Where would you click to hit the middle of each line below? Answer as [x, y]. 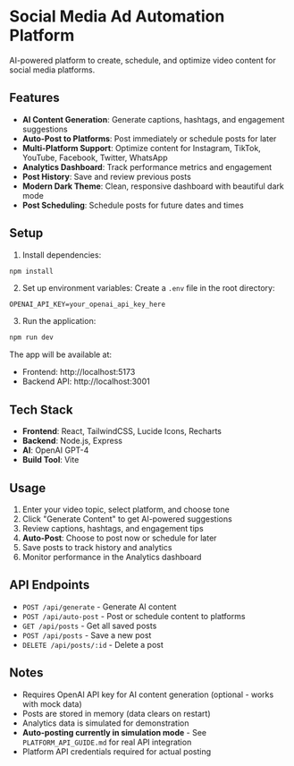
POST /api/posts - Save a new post [87, 635]
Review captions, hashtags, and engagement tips [113, 528]
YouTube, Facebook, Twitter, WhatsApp [95, 157]
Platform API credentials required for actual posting [117, 751]
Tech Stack [41, 409]
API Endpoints [50, 585]
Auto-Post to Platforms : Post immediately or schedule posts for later [149, 138]
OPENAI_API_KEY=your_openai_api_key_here [88, 305]
